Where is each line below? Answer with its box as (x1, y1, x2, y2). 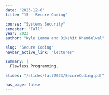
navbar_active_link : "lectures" (5, 50, 75, 55)
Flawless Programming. (10, 63, 59, 69)
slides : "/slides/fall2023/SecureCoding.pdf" (5, 73, 104, 78)
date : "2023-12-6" (5, 7, 45, 13)
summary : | (5, 59, 29, 64)
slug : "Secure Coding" (5, 45, 54, 50)
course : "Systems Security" (5, 21, 66, 27)
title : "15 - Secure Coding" (5, 12, 68, 17)
